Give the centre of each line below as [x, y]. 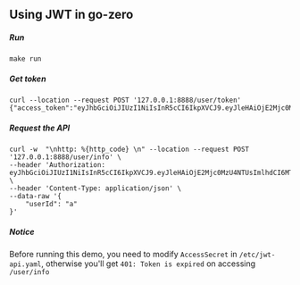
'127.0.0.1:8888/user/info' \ [66, 157]
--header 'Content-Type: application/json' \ [95, 189]
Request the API [40, 128]
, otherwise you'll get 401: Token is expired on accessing [149, 264]
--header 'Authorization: [57, 165]
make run [25, 59]
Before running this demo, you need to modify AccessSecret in [124, 255]
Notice [22, 231]
